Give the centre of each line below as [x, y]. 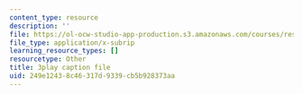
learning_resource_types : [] [64, 51]
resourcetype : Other [48, 59]
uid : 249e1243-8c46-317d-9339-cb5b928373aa [92, 76]
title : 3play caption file [60, 68]
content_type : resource [54, 17]
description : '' [40, 26]
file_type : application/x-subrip [72, 43]
